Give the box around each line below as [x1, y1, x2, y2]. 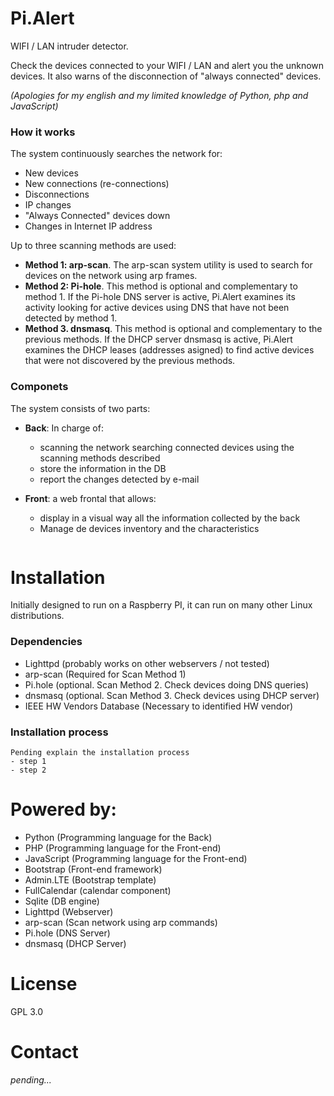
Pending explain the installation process [10, 748, 190, 758]
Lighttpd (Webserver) [24, 906, 114, 917]
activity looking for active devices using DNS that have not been [24, 302, 290, 314]
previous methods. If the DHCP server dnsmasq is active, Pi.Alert [24, 333, 293, 346]
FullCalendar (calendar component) [24, 885, 172, 896]
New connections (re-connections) [24, 178, 170, 190]
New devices [24, 167, 79, 179]
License [10, 973, 78, 996]
